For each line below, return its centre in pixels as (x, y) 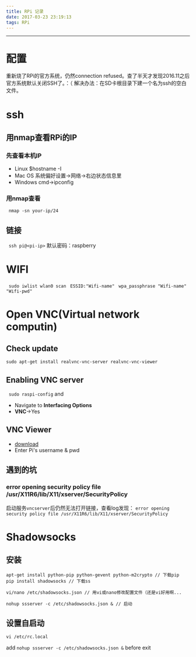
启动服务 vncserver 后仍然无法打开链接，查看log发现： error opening (88, 508)
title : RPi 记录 (25, 11)
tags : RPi (18, 22)
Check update (32, 348)
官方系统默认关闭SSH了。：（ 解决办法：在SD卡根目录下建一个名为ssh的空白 (96, 83)
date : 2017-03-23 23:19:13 (39, 17)
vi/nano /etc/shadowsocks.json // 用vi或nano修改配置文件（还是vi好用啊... (94, 592)
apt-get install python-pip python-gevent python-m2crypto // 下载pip (93, 575)
